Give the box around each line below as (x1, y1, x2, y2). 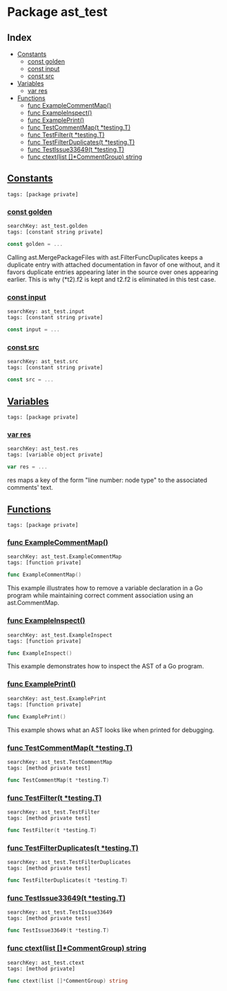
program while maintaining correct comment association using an (7, 591, 193, 599)
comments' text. (7, 483, 54, 492)
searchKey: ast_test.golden (7, 222, 88, 230)
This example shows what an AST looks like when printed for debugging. (7, 726, 215, 734)
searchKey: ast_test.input (7, 308, 85, 315)
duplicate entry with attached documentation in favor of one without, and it (7, 260, 220, 269)
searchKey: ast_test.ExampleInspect (7, 631, 112, 639)
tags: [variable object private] (7, 452, 103, 459)
